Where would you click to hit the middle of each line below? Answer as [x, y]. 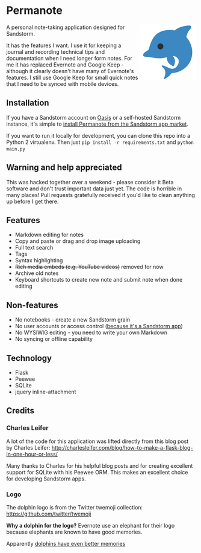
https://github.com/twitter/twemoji [49, 514]
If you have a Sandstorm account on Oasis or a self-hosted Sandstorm [94, 117]
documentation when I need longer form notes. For [69, 58]
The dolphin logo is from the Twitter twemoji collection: [75, 507]
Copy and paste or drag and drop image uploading [78, 241]
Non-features [32, 305]
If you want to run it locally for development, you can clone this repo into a [98, 135]
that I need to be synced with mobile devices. [63, 84]
